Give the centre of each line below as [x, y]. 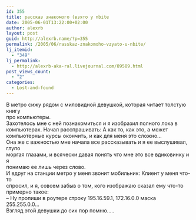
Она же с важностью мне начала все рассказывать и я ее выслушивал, [97, 142]
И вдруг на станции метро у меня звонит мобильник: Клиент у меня [92, 173]
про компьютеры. [29, 117]
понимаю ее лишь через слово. [46, 167]
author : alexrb [25, 28]
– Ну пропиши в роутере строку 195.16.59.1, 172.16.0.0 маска [81, 198]
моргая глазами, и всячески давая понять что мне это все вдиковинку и [98, 154]
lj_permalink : [24, 60]
